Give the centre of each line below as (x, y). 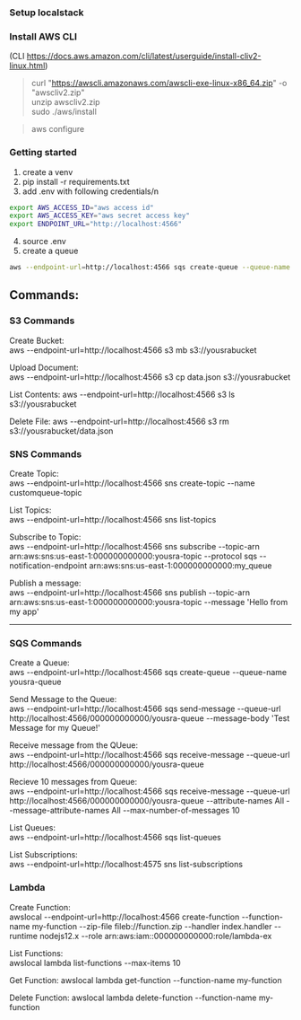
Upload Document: (44, 367)
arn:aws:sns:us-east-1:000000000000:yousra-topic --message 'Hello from (149, 602)
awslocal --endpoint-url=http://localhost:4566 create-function (125, 917)
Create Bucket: (37, 340)
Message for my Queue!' (55, 728)
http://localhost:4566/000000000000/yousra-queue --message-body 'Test (150, 718)
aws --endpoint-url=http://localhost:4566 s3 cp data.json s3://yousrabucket (150, 377)
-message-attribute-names (60, 811)
